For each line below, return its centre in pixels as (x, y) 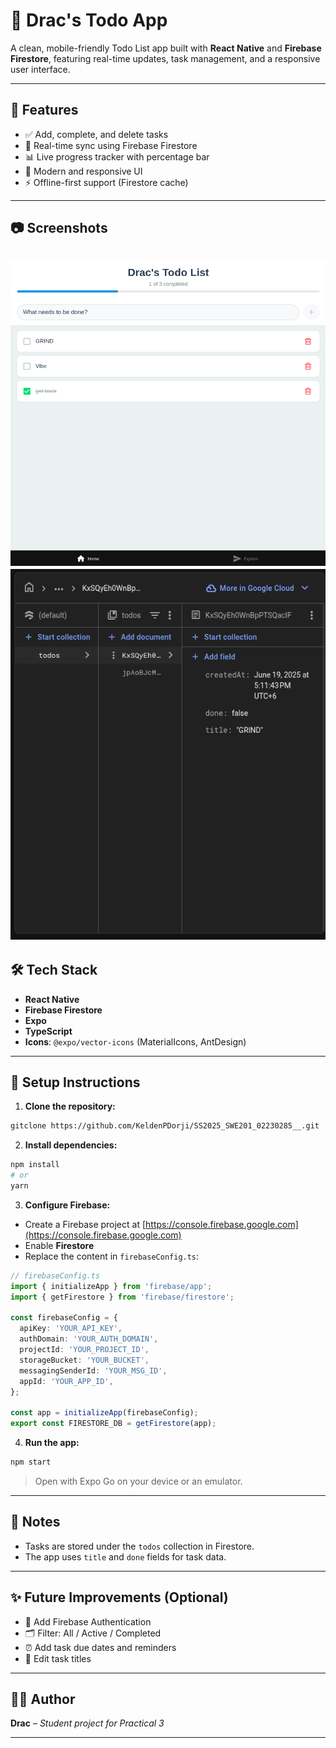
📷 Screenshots (59, 228)
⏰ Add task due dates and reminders (100, 1647)
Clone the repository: (70, 1106)
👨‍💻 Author (43, 1699)
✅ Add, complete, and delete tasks (96, 134)
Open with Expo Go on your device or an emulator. (138, 1481)
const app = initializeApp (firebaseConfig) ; (104, 1413)
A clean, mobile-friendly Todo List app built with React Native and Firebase (166, 48)
